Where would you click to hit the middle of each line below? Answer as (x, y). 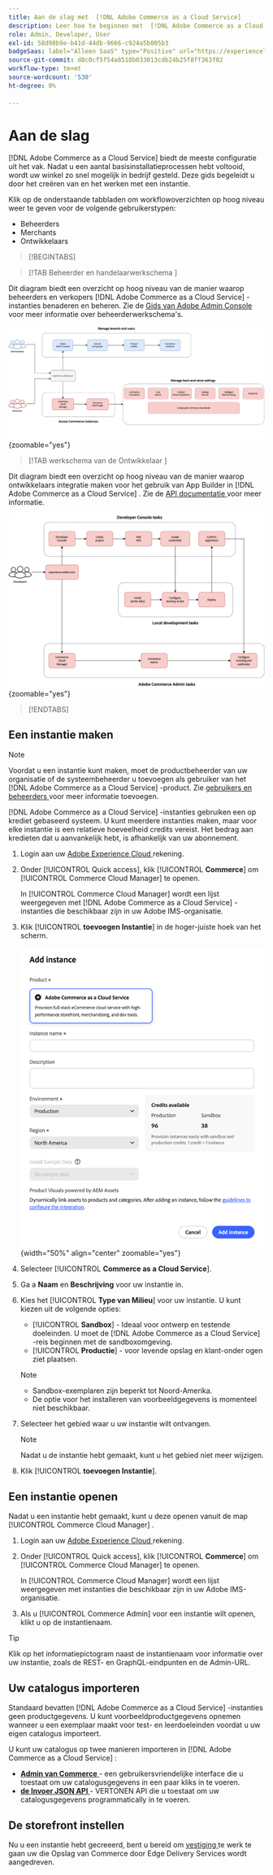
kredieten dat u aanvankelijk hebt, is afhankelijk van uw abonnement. (124, 838)
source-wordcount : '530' (50, 77)
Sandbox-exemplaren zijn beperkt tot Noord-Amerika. (122, 1391)
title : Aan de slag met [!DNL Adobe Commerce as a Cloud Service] (125, 17)
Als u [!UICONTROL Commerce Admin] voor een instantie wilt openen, (138, 1614)
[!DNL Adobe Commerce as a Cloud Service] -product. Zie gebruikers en (130, 788)
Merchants (38, 232)
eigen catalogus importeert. (55, 1734)
